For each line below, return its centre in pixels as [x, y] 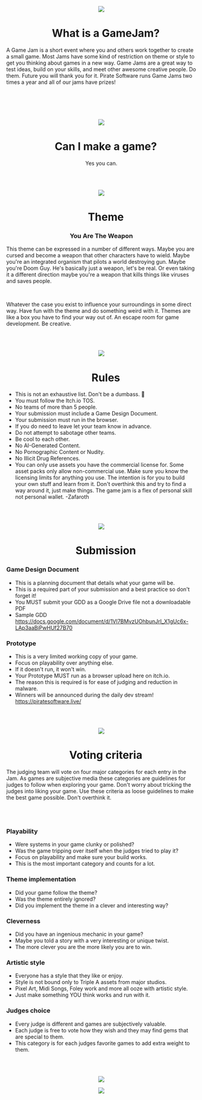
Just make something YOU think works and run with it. [83, 995]
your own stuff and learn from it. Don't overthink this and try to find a [100, 484]
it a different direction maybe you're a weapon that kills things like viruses [98, 275]
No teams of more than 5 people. [56, 407]
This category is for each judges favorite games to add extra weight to [102, 1043]
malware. [26, 689]
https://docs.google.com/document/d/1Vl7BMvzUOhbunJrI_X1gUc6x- [102, 621]
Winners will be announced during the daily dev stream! [84, 695]
